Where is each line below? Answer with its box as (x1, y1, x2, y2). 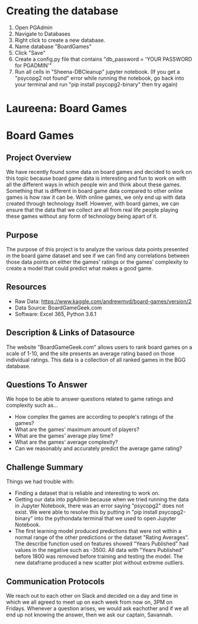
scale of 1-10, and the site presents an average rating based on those (6, 350, 175, 357)
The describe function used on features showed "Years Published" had (14, 540, 189, 547)
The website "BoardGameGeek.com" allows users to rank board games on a (6, 344, 193, 351)
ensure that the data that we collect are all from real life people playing (6, 207, 179, 214)
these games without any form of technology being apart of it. (6, 213, 158, 220)
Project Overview (6, 152, 72, 163)
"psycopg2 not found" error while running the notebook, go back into (14, 74, 184, 82)
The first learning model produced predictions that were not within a (14, 528, 182, 535)
